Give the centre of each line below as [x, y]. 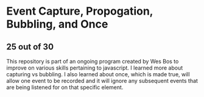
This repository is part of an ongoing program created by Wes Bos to [93, 61]
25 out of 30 [30, 47]
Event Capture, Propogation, [80, 11]
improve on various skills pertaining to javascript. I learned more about [95, 68]
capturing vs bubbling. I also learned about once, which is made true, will [98, 74]
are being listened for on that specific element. [65, 87]
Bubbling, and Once [57, 24]
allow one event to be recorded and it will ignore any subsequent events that [102, 81]
